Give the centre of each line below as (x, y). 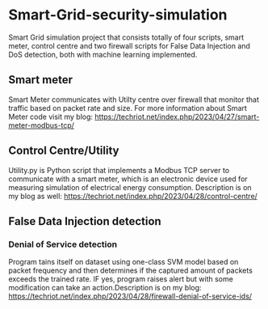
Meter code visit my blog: (51, 116)
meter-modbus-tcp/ (42, 125)
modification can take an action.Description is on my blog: (105, 288)
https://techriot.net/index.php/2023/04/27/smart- (177, 116)
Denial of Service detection (63, 244)
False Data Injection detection (85, 221)
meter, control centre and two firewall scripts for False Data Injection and (129, 45)
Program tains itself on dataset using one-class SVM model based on (124, 262)
